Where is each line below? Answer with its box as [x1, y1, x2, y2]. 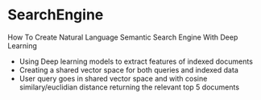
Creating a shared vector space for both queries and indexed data [19, 65, 238, 74]
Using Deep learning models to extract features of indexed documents [19, 56, 253, 66]
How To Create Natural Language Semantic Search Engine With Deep [7, 32, 238, 42]
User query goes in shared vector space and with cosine [19, 73, 208, 83]
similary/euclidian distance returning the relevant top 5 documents [19, 82, 239, 92]
